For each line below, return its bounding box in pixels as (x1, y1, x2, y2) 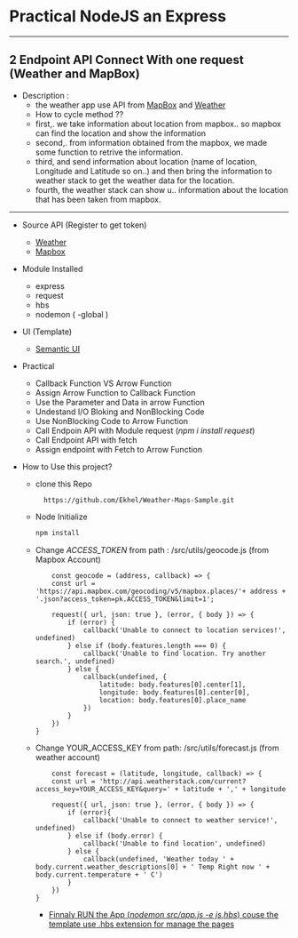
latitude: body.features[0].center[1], (98, 680, 247, 689)
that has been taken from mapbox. (35, 194, 161, 204)
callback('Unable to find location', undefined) (82, 838, 266, 848)
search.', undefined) (35, 656, 115, 666)
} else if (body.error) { (67, 831, 163, 840)
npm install (35, 528, 80, 537)
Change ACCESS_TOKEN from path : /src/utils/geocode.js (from (35, 544, 269, 555)
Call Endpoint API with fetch (35, 434, 137, 445)
